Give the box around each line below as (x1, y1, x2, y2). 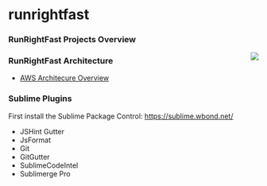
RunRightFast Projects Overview (8, 34, 137, 45)
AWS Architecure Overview (19, 73, 110, 83)
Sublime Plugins (8, 93, 72, 104)
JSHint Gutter (19, 126, 65, 136)
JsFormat (19, 135, 52, 145)
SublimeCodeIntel (19, 161, 79, 170)
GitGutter (19, 152, 50, 161)
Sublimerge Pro (19, 169, 71, 178)
